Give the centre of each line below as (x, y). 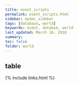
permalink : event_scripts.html (37, 14)
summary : (14, 37)
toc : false (16, 42)
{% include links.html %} (30, 78)
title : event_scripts (27, 10)
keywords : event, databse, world (39, 28)
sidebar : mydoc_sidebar (29, 19)
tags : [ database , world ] (30, 23)
